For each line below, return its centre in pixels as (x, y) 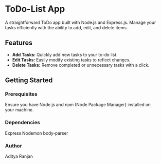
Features (19, 43)
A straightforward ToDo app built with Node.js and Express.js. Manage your (80, 22)
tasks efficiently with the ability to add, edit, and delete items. (66, 27)
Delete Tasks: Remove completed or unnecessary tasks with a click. (81, 65)
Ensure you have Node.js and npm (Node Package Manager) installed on (78, 105)
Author (14, 146)
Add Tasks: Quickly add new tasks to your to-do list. (65, 55)
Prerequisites (21, 94)
